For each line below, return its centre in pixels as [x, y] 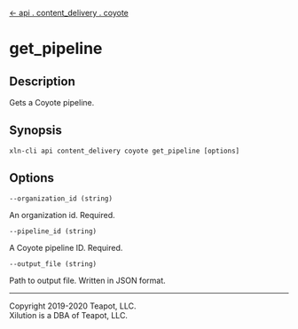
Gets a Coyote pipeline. [52, 102]
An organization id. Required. [62, 215]
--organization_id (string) [61, 199]
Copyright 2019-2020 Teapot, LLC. [73, 306]
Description [42, 81]
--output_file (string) [53, 264]
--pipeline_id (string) [53, 231]
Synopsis [35, 131]
